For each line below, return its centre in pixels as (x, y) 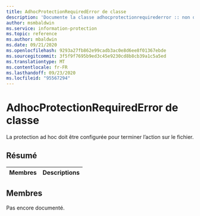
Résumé (22, 156)
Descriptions (61, 172)
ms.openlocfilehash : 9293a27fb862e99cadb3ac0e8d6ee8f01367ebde (86, 51)
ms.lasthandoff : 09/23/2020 (41, 73)
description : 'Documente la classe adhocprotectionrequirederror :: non (98, 17)
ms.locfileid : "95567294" (38, 78)
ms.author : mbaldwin (32, 39)
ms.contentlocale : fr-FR (37, 67)
